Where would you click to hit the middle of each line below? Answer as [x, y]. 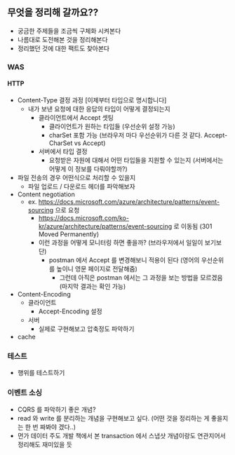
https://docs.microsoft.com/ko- [84, 218]
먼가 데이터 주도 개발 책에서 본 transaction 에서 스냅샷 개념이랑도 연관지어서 [121, 435]
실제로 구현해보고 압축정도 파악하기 [86, 329]
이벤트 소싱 [25, 393]
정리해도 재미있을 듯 [45, 444]
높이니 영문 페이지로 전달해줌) [97, 269]
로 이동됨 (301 [193, 226]
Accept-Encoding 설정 [70, 311]
